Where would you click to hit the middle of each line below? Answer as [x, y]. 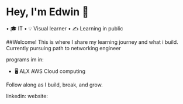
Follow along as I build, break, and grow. [55, 85]
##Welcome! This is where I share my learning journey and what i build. [92, 42]
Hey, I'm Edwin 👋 [48, 12]
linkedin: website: [27, 96]
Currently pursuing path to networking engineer [63, 48]
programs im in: [25, 59]
